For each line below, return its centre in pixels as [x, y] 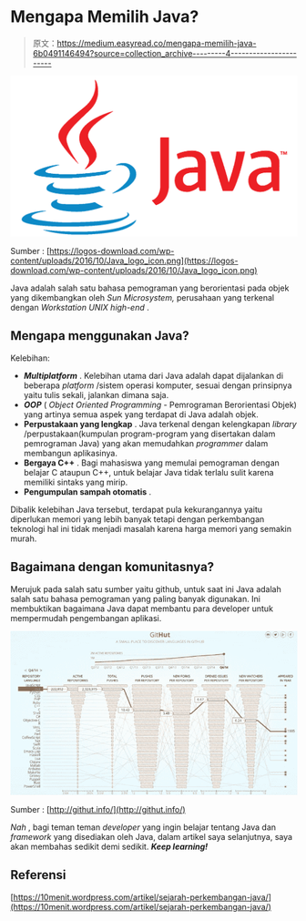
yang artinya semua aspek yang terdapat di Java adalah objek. [141, 414]
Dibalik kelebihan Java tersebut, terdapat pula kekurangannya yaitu [137, 509]
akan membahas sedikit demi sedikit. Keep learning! [109, 846]
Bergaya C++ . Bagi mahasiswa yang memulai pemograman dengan [152, 463]
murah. [24, 538]
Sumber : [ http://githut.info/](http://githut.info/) [98, 809]
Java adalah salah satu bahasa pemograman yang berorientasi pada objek [150, 288]
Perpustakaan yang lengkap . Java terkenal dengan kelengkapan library [160, 424]
